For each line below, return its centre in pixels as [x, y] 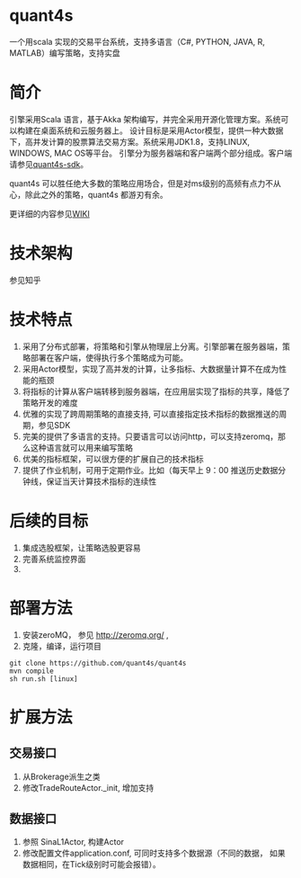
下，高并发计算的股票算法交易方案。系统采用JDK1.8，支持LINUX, [129, 141]
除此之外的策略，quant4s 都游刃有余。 [96, 194]
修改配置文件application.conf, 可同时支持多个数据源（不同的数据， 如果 [154, 853]
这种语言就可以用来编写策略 [81, 447]
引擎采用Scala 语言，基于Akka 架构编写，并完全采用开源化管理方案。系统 [145, 119]
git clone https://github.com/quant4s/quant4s [98, 663]
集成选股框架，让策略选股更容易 [81, 547]
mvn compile [31, 671]
